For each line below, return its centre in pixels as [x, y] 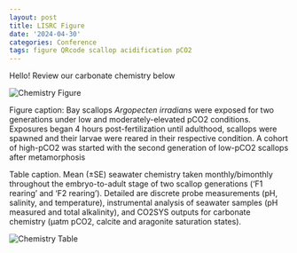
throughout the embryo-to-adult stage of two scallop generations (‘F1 [136, 184]
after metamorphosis [47, 157]
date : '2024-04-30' [45, 34]
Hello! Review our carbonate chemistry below [92, 75]
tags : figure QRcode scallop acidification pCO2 [101, 51]
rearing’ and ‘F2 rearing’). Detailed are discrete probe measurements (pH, [143, 194]
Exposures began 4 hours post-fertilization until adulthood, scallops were [143, 129]
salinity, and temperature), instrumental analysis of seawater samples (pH [144, 203]
